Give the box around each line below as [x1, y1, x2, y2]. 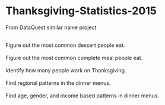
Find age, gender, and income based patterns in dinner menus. [5, 92, 160, 99]
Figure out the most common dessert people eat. [5, 42, 125, 49]
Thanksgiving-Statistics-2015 [5, 4, 157, 18]
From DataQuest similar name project [5, 24, 97, 31]
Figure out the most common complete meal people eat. [5, 54, 143, 61]
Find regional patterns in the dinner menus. [5, 79, 111, 87]
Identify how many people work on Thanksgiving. [5, 66, 126, 74]
